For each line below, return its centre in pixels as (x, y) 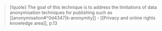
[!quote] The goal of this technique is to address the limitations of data (83, 7)
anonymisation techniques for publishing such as (61, 12)
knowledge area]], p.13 (34, 23)
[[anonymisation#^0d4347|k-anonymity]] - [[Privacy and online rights (83, 18)
